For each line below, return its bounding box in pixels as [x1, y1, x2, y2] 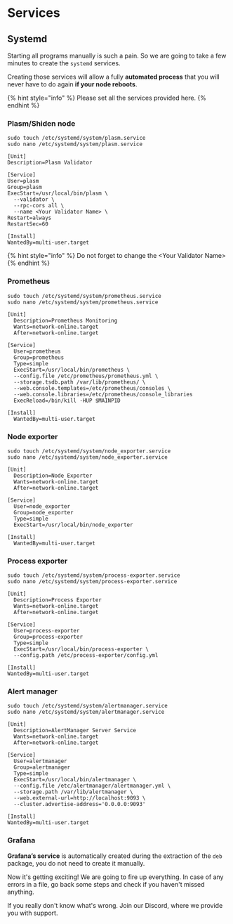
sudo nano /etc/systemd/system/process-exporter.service [7, 578, 178, 585]
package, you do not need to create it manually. [7, 859, 145, 867]
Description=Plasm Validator [7, 160, 93, 167]
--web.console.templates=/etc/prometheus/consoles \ [13, 384, 171, 391]
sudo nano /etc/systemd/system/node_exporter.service [7, 453, 168, 461]
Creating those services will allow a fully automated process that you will [7, 72, 220, 81]
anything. [7, 887, 35, 896]
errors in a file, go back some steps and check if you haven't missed [7, 880, 205, 888]
